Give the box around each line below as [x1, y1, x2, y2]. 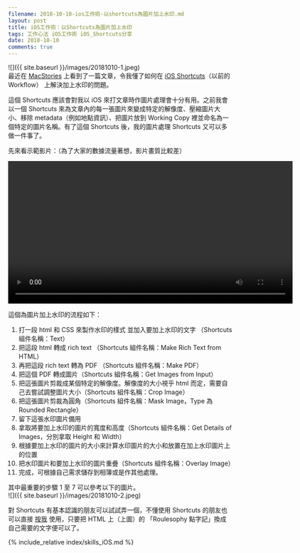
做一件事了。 [8, 131, 45, 140]
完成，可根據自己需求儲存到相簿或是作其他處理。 [18, 468, 162, 476]
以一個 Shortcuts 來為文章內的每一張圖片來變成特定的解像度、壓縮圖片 [8, 105, 215, 113]
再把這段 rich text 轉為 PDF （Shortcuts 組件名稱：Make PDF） [18, 361, 203, 369]
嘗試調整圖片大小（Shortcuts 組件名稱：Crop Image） [31, 388, 189, 396]
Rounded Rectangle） [18, 405, 82, 414]
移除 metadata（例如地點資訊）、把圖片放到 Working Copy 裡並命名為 [20, 113, 223, 122]
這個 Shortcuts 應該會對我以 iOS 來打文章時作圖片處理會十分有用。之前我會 [8, 95, 228, 104]
